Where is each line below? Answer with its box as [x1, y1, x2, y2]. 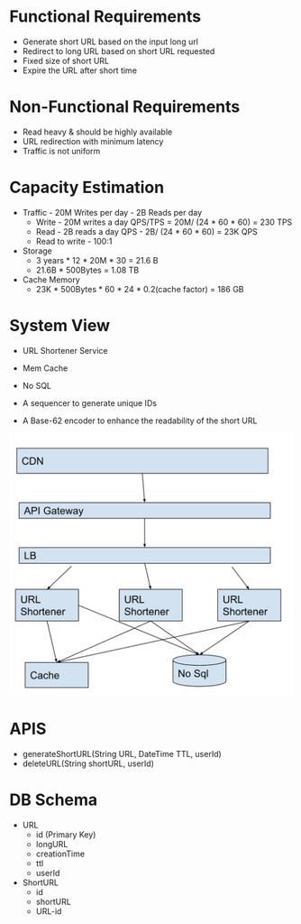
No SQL [22, 380, 52, 391]
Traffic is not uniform [22, 145, 101, 156]
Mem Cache [22, 363, 68, 374]
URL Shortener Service [22, 345, 108, 356]
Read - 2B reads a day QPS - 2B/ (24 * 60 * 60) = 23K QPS [35, 226, 259, 236]
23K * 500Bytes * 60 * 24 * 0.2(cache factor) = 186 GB [35, 283, 244, 294]
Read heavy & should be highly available [22, 126, 173, 137]
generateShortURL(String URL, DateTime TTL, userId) [22, 748, 223, 759]
